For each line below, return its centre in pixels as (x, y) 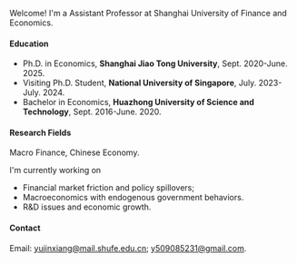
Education (29, 44)
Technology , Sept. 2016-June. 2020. (92, 112)
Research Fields (40, 132)
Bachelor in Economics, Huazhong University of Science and (138, 102)
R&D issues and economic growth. (87, 207)
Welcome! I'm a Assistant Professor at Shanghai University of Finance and (148, 13)
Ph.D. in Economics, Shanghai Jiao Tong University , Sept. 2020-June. (155, 63)
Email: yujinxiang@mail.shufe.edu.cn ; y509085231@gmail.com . (128, 248)
